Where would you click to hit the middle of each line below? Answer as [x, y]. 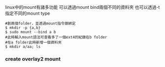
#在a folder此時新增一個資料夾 [33, 43]
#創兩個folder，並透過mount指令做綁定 [40, 23]
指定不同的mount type [28, 13]
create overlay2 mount [33, 59]
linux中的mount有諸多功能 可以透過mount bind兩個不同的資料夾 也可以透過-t [82, 7]
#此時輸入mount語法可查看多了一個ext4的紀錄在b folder [56, 37]
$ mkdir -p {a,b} [23, 28]
